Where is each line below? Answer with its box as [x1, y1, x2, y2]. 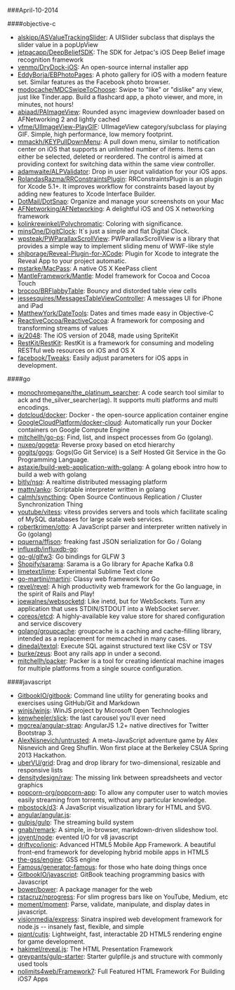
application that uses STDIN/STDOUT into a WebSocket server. [17, 605, 200, 613]
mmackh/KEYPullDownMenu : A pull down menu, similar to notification [17, 138, 220, 146]
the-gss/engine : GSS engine [17, 855, 100, 864]
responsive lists [17, 766, 63, 774]
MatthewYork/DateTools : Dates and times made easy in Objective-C [17, 309, 214, 317]
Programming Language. [17, 455, 90, 464]
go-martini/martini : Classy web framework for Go [17, 575, 160, 583]
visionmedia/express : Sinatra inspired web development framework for [17, 915, 222, 923]
